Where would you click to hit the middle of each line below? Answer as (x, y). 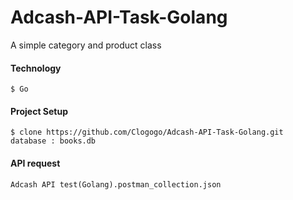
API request (35, 163)
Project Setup (39, 111)
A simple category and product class (86, 45)
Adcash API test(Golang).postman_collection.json (116, 184)
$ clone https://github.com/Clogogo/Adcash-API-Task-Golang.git (147, 132)
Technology (36, 68)
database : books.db (53, 141)
